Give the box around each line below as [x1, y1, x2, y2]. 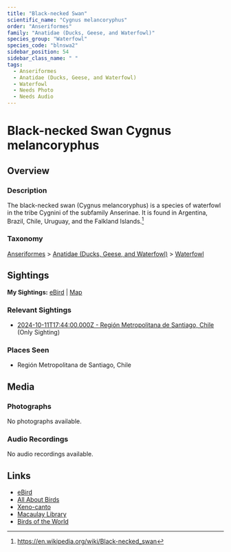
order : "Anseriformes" [7, 23, 72, 30]
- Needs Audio [13, 94, 54, 100]
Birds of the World [16, 518, 69, 526]
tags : [7, 61, 23, 68]
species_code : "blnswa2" [7, 42, 78, 49]
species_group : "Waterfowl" [7, 36, 88, 43]
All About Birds [16, 496, 60, 504]
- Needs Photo [13, 87, 54, 94]
